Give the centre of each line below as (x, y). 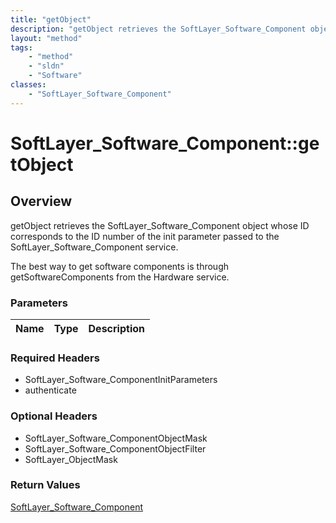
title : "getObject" (51, 19)
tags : (21, 47)
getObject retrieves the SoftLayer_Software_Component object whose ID (160, 225)
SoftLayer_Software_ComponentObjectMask (116, 438)
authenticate (50, 390)
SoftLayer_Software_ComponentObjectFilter (115, 448)
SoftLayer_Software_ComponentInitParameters (121, 380)
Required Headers (55, 358)
